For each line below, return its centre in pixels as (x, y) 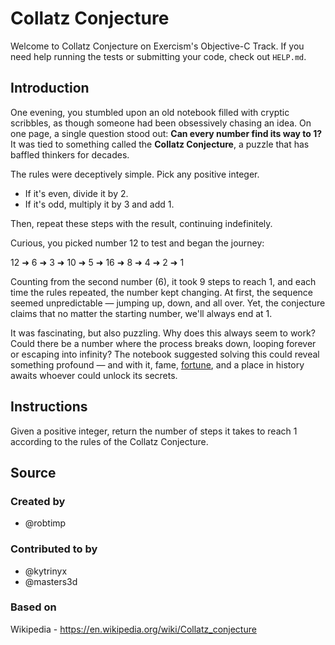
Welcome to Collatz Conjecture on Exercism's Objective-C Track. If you (157, 46)
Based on (33, 607)
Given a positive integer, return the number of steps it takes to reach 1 (154, 431)
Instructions (49, 407)
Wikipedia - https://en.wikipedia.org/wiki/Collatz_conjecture (133, 629)
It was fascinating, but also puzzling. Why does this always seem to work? (163, 333)
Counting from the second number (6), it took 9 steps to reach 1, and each (163, 281)
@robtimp (45, 523)
